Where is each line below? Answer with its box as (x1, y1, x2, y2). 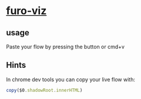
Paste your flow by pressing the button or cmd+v (6, 43, 125, 50)
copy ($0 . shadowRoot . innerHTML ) (6, 87, 83, 93)
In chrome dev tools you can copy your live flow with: (6, 75, 135, 83)
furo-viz (6, 4, 47, 18)
